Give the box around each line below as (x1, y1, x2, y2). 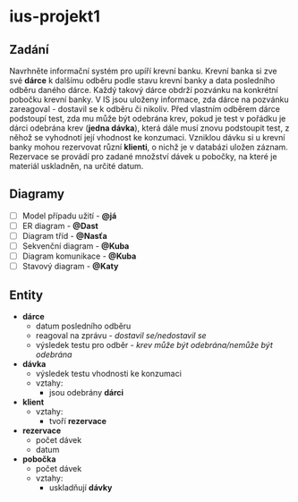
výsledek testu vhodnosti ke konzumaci (35, 369, 182, 379)
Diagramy (9, 186, 65, 202)
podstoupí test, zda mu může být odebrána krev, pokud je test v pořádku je (9, 114, 286, 123)
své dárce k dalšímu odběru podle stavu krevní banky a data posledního (9, 75, 276, 86)
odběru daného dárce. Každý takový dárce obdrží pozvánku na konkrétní (9, 85, 279, 95)
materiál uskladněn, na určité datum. (9, 161, 144, 171)
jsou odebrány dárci (48, 387, 123, 397)
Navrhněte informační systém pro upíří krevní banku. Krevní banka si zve (9, 65, 277, 76)
